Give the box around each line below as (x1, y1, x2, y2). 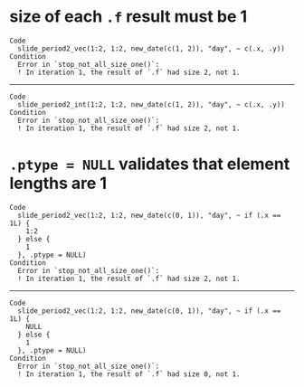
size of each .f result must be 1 (9, 6, 248, 27)
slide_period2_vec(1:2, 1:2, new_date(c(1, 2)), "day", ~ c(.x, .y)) (17, 43, 285, 53)
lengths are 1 (9, 174, 107, 193)
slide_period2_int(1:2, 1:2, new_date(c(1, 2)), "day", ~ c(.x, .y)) (17, 99, 285, 109)
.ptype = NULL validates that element (9, 154, 290, 175)
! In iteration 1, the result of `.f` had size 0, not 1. (17, 369, 242, 379)
